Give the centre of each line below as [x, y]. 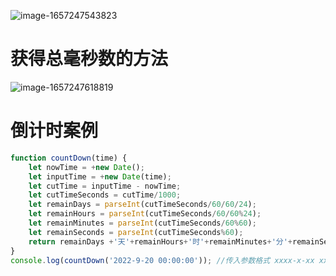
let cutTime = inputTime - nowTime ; [105, 186]
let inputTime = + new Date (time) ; [100, 176]
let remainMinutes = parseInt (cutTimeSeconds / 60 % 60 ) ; [142, 223]
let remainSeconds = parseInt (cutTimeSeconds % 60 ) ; [136, 232]
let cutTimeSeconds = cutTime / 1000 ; [105, 195]
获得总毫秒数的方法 [89, 59]
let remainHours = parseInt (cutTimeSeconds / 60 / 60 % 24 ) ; [145, 214]
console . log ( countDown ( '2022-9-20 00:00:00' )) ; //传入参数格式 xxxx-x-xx [162, 260]
